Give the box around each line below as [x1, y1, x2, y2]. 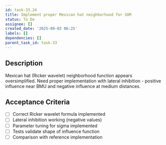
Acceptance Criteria [5, 98, 70, 106]
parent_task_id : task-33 [5, 40, 57, 45]
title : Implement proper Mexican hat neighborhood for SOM [5, 12, 132, 17]
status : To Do [5, 17, 35, 22]
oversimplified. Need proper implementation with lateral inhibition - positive [5, 78, 161, 84]
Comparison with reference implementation [12, 134, 103, 140]
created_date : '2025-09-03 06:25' [5, 26, 78, 31]
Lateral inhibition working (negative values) [12, 117, 102, 123]
